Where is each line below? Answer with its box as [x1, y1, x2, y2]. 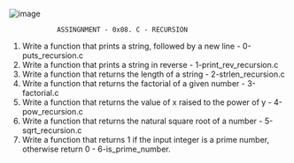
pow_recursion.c [21, 107, 84, 116]
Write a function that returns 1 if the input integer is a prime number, [21, 135, 270, 144]
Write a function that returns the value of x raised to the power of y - [21, 97, 272, 107]
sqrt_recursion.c [21, 125, 82, 136]
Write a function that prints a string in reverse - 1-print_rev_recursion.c [21, 60, 279, 70]
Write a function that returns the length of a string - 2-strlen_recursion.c [21, 69, 285, 79]
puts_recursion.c [21, 50, 84, 61]
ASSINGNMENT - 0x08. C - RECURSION [56, 26, 189, 34]
